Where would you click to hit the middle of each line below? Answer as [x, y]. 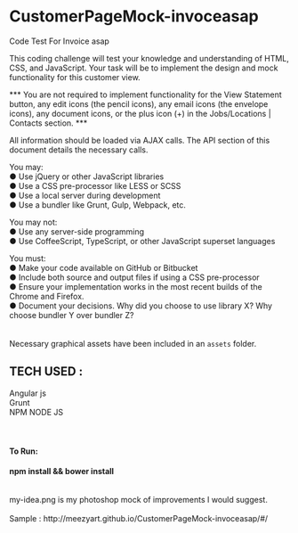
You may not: [33, 222]
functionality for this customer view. [75, 77]
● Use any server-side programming [77, 231]
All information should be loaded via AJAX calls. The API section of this [140, 140]
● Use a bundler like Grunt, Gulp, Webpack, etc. [98, 205]
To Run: [24, 451]
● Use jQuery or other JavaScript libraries [87, 176]
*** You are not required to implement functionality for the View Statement [145, 94]
